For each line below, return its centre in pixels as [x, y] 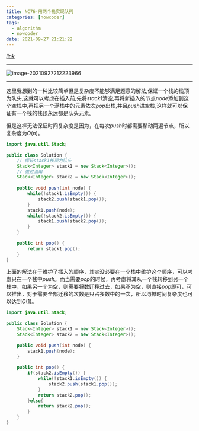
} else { [36, 401]
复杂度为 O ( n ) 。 [25, 133]
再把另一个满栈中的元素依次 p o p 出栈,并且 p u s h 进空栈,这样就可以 [106, 106]
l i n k [10, 56]
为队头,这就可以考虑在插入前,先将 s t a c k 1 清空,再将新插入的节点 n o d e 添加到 [95, 98]
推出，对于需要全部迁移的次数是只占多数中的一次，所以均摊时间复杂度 [97, 294]
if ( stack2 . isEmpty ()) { [57, 373]
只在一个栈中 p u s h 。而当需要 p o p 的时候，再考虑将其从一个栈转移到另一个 [100, 279]
